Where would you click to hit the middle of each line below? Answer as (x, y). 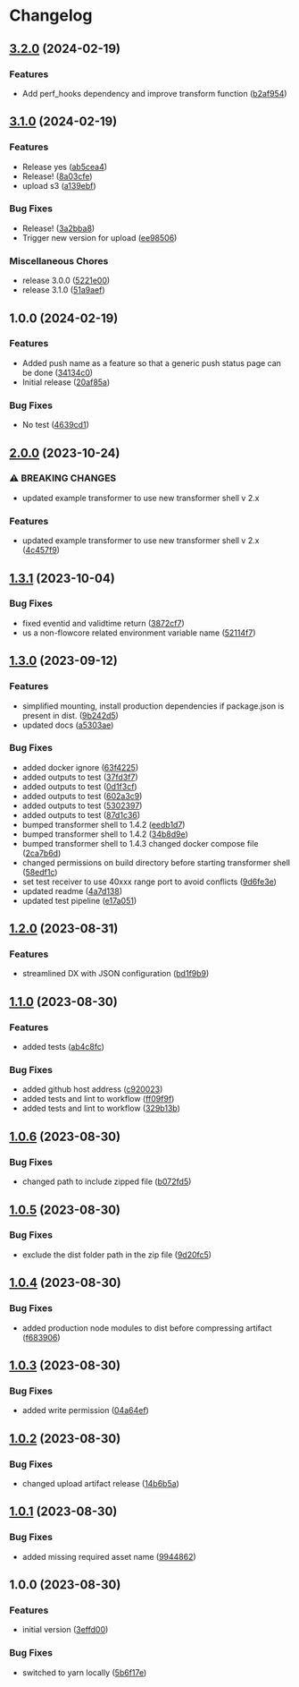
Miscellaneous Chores (59, 260)
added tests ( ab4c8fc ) (63, 1047)
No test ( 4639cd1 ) (55, 425)
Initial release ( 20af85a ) (66, 382)
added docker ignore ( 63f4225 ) (80, 767)
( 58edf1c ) (40, 872)
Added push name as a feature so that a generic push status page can (151, 362)
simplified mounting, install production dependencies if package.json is (153, 706)
